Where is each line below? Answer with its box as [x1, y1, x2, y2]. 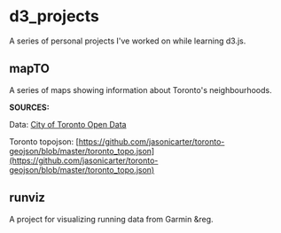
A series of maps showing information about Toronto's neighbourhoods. [9, 84, 272, 95]
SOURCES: [9, 102, 51, 113]
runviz [9, 190, 46, 206]
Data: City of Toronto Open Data [9, 119, 127, 129]
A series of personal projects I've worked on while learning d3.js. [9, 35, 246, 46]
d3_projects [9, 6, 100, 27]
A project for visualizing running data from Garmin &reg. [9, 214, 214, 224]
